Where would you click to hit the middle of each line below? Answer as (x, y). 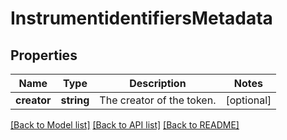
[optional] (248, 100)
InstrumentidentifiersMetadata (141, 18)
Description (158, 83)
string (75, 100)
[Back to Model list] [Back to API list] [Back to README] (125, 125)
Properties (44, 55)
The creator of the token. (158, 100)
